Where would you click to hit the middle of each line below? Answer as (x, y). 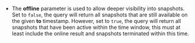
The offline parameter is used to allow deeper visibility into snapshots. (98, 9)
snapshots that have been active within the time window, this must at (96, 27)
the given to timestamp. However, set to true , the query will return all (96, 21)
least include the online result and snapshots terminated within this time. (100, 34)
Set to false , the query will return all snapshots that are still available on (100, 15)
